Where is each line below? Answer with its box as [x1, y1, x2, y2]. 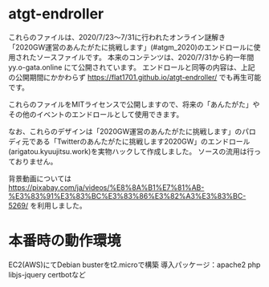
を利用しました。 [30, 200, 87, 210]
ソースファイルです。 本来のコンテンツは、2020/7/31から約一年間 [35, 52, 255, 62]
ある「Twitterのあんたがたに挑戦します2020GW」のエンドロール [35, 136, 251, 146]
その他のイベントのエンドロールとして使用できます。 [8, 109, 184, 119]
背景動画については [8, 173, 72, 183]
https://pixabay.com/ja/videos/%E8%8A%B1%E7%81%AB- [8, 182, 205, 192]
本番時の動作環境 [8, 232, 122, 250]
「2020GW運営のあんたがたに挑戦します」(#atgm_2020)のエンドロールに [8, 42, 255, 52]
